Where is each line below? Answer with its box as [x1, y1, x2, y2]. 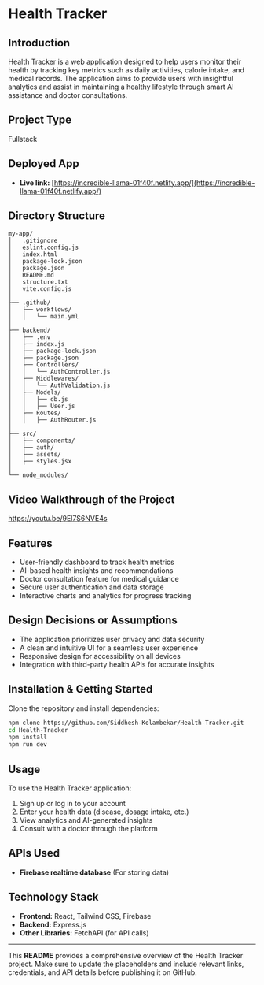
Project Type [8, 113, 72, 127]
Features [8, 537, 53, 550]
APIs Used [8, 846, 60, 860]
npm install [8, 734, 47, 742]
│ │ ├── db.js [8, 396, 68, 403]
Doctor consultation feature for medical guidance [19, 574, 179, 584]
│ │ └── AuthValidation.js [8, 381, 111, 390]
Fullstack [8, 134, 38, 143]
